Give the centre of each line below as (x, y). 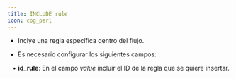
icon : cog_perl (30, 20)
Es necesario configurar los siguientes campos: (87, 54)
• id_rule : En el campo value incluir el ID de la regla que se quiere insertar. (121, 68)
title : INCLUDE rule (38, 14)
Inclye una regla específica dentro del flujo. (81, 40)
